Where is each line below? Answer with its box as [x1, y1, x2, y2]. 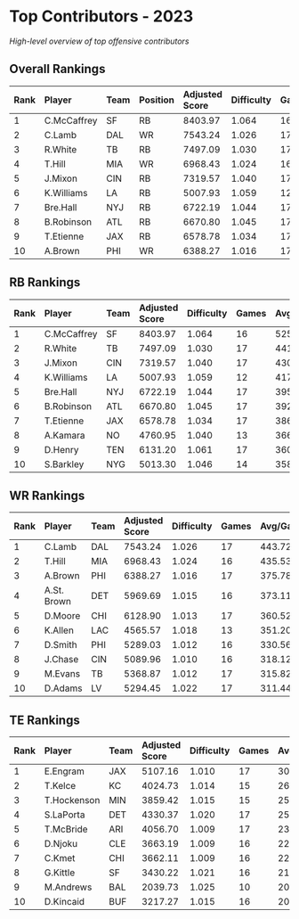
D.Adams [44, 682, 83, 694]
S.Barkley [44, 457, 85, 470]
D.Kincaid [44, 896, 85, 908]
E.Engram [44, 765, 85, 777]
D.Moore [44, 610, 81, 622]
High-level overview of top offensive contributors [9, 36, 190, 46]
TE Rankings [9, 712, 80, 727]
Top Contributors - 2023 [9, 6, 194, 27]
